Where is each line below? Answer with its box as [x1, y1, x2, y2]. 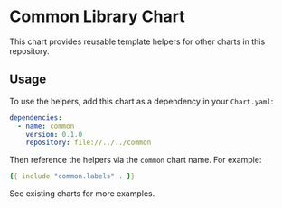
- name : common [17, 122, 75, 131]
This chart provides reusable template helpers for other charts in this [9, 36, 266, 47]
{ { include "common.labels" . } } [9, 172, 136, 181]
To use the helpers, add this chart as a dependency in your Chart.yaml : [9, 95, 274, 106]
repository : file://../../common [25, 138, 152, 148]
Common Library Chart [9, 6, 185, 27]
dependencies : [9, 113, 63, 122]
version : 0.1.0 [25, 130, 83, 139]
